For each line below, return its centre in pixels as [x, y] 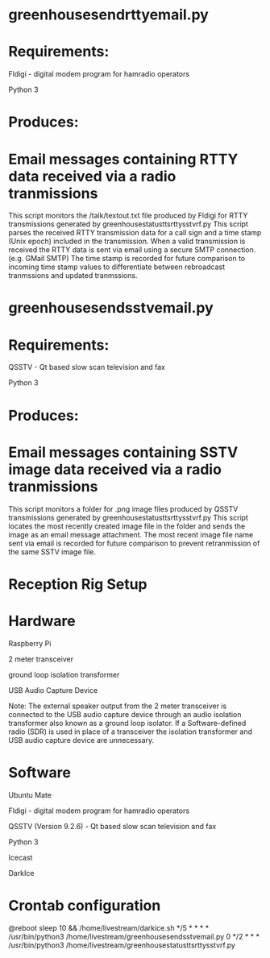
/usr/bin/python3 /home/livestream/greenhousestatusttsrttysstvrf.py [122, 945]
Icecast [21, 857]
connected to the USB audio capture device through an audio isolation [125, 714]
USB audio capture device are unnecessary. [81, 740]
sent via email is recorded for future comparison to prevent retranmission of [134, 543]
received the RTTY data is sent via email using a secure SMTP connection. [132, 250]
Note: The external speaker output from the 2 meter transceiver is [118, 706]
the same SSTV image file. [52, 552]
